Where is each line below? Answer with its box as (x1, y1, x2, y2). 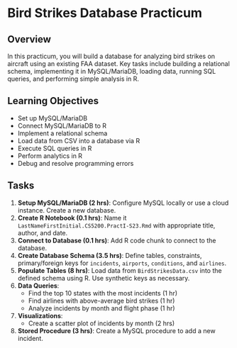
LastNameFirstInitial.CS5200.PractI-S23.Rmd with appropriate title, (17, 221, 216, 230)
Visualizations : (17, 311, 63, 320)
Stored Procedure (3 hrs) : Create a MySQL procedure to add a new (17, 326, 216, 335)
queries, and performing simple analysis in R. (7, 74, 140, 83)
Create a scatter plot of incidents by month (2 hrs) (28, 319, 175, 327)
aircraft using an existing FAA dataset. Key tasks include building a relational (7, 60, 231, 68)
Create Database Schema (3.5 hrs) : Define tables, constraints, (17, 251, 202, 259)
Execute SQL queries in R (17, 144, 92, 152)
